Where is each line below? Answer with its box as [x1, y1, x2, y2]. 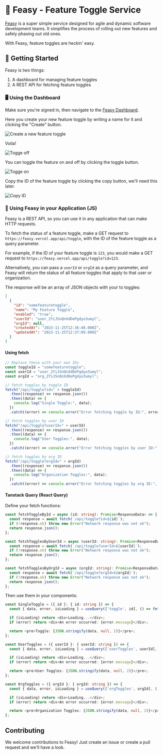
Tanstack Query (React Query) [5, 492, 68, 498]
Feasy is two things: [5, 67, 45, 73]
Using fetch [5, 349, 29, 355]
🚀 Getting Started [5, 54, 59, 63]
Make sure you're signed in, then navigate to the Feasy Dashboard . [5, 107, 139, 113]
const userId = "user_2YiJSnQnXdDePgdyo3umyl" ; [5, 369, 103, 374]
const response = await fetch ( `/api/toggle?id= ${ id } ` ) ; [9, 517, 125, 522]
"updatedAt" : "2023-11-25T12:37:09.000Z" [14, 330, 98, 335]
